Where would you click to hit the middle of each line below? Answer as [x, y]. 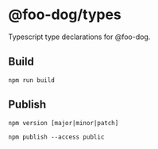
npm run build [32, 80]
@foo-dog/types [65, 15]
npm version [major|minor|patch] [64, 123]
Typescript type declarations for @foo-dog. [79, 37]
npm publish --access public [56, 137]
